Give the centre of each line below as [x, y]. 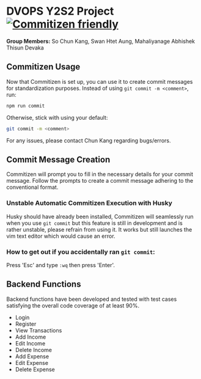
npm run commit [26, 106]
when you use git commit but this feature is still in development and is [95, 223]
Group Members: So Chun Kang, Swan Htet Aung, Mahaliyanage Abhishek [101, 41]
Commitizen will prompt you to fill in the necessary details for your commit [100, 174]
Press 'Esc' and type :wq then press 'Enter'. [60, 265]
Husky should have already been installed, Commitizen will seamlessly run [100, 216]
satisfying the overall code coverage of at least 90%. [73, 305]
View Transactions [38, 330]
